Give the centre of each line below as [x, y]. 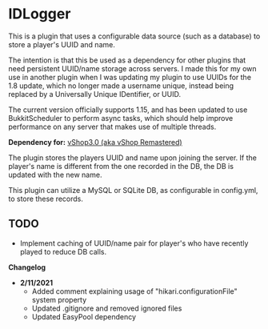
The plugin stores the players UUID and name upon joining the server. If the [133, 158]
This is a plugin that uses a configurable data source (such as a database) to [134, 36]
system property [59, 299]
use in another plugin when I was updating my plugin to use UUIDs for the [130, 77]
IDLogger [40, 14]
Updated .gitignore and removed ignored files [107, 308]
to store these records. [46, 199]
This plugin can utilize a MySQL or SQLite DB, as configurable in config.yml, [133, 190]
